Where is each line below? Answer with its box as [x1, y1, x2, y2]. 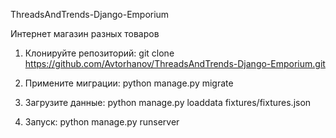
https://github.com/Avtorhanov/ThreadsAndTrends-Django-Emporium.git [24, 58, 326, 69]
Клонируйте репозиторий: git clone [24, 47, 175, 59]
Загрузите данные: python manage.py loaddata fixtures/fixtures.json [24, 97, 312, 108]
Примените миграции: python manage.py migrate [24, 77, 234, 89]
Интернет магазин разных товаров [10, 28, 160, 39]
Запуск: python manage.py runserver [24, 116, 180, 128]
